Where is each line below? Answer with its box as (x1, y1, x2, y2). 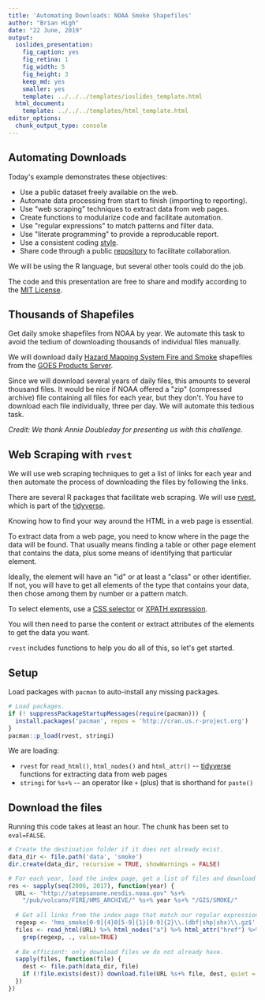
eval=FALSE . (8, 830, 46, 840)
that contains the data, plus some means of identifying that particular (8, 548, 233, 558)
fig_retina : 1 (22, 56, 69, 64)
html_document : (15, 100, 65, 107)
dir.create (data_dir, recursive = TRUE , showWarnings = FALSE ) (8, 860, 221, 868)
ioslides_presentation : (15, 41, 93, 49)
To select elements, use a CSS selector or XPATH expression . (8, 604, 208, 614)
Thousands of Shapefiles (8, 307, 135, 321)
